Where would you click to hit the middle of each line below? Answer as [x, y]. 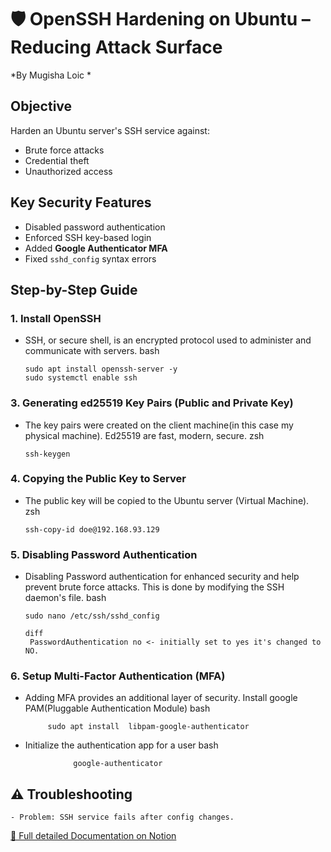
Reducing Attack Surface [116, 47]
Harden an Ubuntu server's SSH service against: [110, 130]
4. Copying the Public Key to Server [98, 479]
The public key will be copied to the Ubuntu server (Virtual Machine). [167, 500]
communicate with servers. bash [92, 351]
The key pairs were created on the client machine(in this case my [159, 425]
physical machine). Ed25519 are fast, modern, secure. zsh [144, 435]
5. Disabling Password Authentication [104, 554]
